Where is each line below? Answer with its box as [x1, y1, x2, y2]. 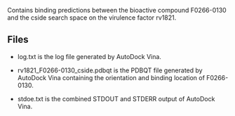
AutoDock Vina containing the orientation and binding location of [17, 73, 206, 82]
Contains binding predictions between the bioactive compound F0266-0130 [7, 6, 227, 14]
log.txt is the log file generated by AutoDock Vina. [17, 52, 161, 60]
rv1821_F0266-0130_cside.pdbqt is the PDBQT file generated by [17, 66, 203, 75]
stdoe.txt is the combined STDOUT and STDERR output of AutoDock [17, 94, 215, 103]
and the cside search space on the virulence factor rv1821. [7, 13, 177, 22]
